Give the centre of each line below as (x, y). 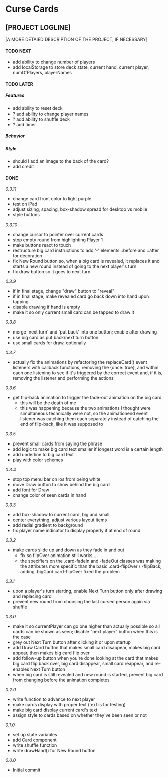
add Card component (34, 740)
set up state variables (35, 735)
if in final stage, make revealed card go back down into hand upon (81, 296)
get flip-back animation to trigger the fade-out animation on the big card (87, 398)
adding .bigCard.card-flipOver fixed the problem (70, 572)
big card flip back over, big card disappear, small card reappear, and (83, 664)
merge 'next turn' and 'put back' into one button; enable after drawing (85, 332)
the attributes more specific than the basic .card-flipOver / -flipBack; (91, 566)
